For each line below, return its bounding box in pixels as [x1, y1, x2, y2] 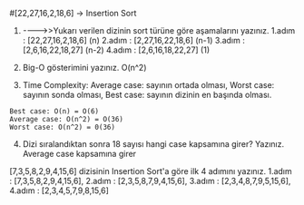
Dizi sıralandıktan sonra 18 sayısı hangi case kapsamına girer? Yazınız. [22, 139, 284, 149]
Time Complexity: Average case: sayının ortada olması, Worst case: [22, 80, 275, 90]
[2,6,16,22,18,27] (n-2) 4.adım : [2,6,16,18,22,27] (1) [22, 44, 211, 55]
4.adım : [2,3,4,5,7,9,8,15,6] [9, 185, 109, 196]
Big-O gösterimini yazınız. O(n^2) [22, 63, 147, 73]
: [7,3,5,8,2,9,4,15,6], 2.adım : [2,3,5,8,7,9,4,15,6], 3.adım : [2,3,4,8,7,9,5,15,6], [9, 176, 291, 186]
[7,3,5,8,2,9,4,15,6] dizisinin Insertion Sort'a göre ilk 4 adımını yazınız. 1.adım [9, 166, 292, 176]
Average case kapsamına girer [22, 149, 137, 159]
